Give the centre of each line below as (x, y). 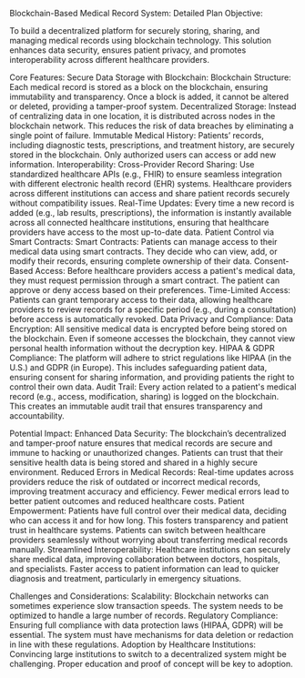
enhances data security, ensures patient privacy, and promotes (128, 50)
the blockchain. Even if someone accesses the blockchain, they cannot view (152, 339)
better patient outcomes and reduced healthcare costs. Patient (127, 501)
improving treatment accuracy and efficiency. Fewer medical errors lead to (149, 491)
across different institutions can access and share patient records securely (150, 193)
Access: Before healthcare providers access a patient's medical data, (165, 271)
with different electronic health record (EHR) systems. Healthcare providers (151, 184)
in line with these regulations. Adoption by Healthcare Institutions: (133, 644)
